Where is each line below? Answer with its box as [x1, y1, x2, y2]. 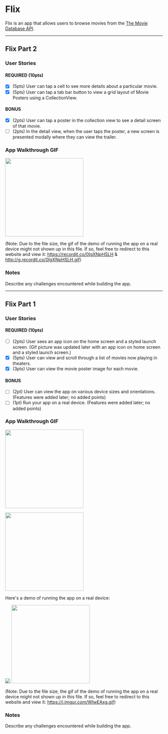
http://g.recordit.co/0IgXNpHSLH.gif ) [5, 257, 81, 263]
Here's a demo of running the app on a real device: [5, 595, 110, 601]
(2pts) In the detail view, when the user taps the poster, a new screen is [12, 128, 160, 134]
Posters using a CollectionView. [12, 94, 77, 101]
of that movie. [12, 123, 41, 129]
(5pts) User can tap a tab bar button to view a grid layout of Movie [12, 89, 149, 95]
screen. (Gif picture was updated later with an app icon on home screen [12, 344, 161, 350]
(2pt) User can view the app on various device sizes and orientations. [12, 389, 156, 395]
